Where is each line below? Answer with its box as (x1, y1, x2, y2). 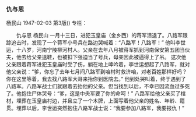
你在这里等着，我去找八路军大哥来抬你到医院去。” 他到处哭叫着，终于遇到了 (6, 76, 187, 83)
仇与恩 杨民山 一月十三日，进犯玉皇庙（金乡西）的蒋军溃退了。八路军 (16, 32, 183, 39)
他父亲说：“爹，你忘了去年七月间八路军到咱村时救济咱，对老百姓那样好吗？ (6, 68, 188, 75)
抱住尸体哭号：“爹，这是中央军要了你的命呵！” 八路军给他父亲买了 (21, 90, 181, 97)
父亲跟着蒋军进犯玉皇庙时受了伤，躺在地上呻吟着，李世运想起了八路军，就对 (6, 61, 190, 68)
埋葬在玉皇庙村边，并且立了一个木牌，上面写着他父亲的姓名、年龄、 (16, 97, 180, 104)
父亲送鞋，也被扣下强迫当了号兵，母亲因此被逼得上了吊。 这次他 (31, 54, 187, 61)
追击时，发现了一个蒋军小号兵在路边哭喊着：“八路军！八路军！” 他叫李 (10, 39, 181, 46)
